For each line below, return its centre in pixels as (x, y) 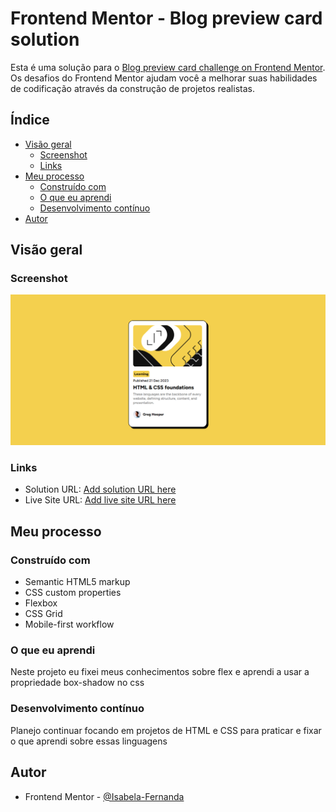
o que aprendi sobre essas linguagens (89, 741)
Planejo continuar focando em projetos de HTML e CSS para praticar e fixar (166, 730)
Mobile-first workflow (69, 624)
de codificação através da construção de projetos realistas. (132, 88)
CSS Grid (43, 614)
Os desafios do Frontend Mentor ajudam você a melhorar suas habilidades (164, 78)
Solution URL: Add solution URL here (100, 489)
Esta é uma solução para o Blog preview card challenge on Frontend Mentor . (168, 67)
